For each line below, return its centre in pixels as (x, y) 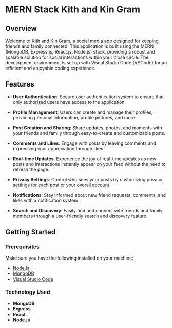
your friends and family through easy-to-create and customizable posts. (89, 133)
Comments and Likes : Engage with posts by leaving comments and (84, 143)
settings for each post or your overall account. (62, 185)
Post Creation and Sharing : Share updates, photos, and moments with (87, 128)
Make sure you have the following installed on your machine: (69, 258)
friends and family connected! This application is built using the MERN (80, 46)
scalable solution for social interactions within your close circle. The (77, 57)
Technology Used (28, 292)
